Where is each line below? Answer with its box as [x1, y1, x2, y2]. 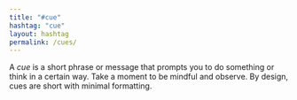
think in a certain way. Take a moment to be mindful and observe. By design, [9, 72, 289, 82]
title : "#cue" [9, 12, 62, 22]
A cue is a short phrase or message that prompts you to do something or [9, 62, 275, 73]
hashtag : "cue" [9, 21, 66, 30]
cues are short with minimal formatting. [9, 81, 152, 91]
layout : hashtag [9, 29, 69, 38]
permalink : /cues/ [9, 37, 77, 47]
